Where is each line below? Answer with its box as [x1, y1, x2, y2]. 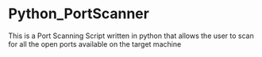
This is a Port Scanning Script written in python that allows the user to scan [8, 31, 254, 40]
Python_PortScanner [8, 5, 149, 23]
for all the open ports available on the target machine [8, 39, 182, 48]
